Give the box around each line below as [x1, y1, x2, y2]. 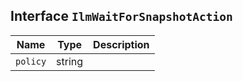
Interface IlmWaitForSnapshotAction [10, 8, 233, 25]
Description [93, 37, 150, 51]
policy [15, 55, 47, 67]
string [56, 54, 84, 68]
